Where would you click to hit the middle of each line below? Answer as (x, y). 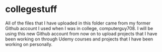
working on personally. (29, 44)
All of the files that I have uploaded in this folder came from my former (78, 23)
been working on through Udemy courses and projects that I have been (79, 39)
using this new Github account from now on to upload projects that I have (81, 33)
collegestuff (31, 9)
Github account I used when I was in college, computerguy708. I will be (79, 28)
